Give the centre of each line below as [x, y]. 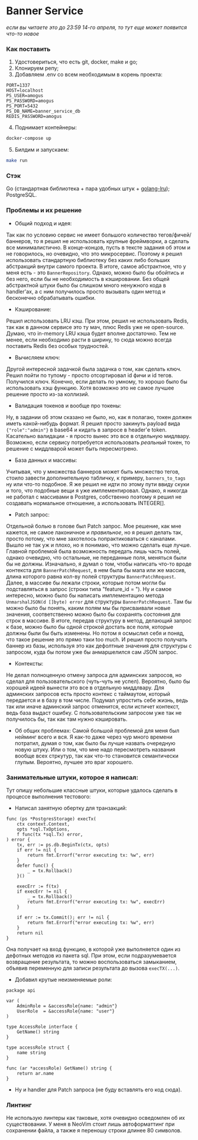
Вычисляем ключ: [37, 357]
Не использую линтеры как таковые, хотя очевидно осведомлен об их [95, 1118]
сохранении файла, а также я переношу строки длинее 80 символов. [94, 1131]
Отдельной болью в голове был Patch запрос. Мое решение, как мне [94, 526]
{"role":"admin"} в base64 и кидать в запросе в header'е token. [87, 430]
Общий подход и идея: [43, 223]
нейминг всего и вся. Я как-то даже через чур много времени [93, 737]
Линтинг [19, 1105]
